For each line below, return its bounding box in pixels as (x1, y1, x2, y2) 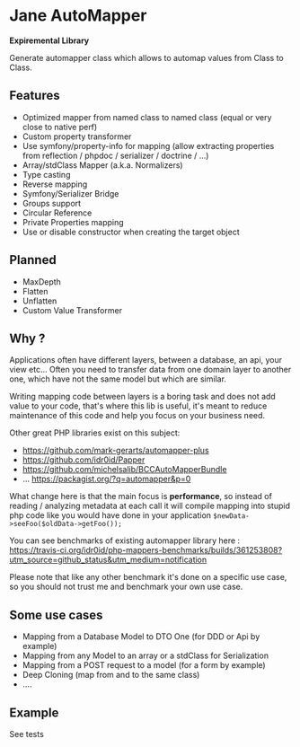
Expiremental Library (9, 35, 90, 46)
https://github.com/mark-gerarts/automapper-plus (22, 445, 209, 456)
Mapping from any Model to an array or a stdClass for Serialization (22, 650, 269, 661)
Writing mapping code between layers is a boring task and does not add (9, 391, 276, 402)
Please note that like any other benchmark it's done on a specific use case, (9, 572, 287, 583)
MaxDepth (22, 276, 61, 287)
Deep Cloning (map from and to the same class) (22, 670, 200, 681)
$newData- (213, 512, 250, 521)
